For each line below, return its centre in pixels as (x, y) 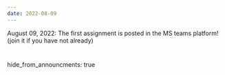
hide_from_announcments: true (51, 64)
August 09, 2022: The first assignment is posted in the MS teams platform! (113, 33)
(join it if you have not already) (51, 40)
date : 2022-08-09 (32, 13)
